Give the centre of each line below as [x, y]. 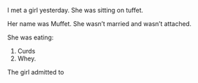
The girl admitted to [36, 72]
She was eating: [31, 37]
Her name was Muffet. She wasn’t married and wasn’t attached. [99, 24]
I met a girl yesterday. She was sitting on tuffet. [75, 10]
